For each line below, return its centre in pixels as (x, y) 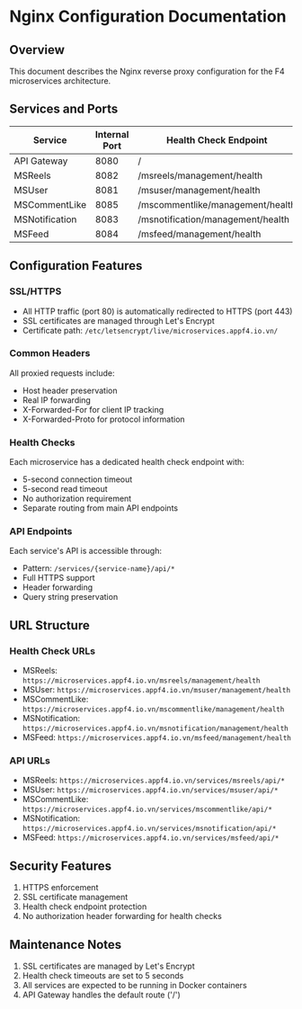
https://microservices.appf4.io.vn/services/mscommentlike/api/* (147, 810)
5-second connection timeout (77, 479)
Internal (112, 134)
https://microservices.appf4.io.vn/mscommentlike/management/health (153, 710)
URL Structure (49, 625)
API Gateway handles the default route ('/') (102, 995)
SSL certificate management (75, 897)
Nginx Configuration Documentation (148, 17)
